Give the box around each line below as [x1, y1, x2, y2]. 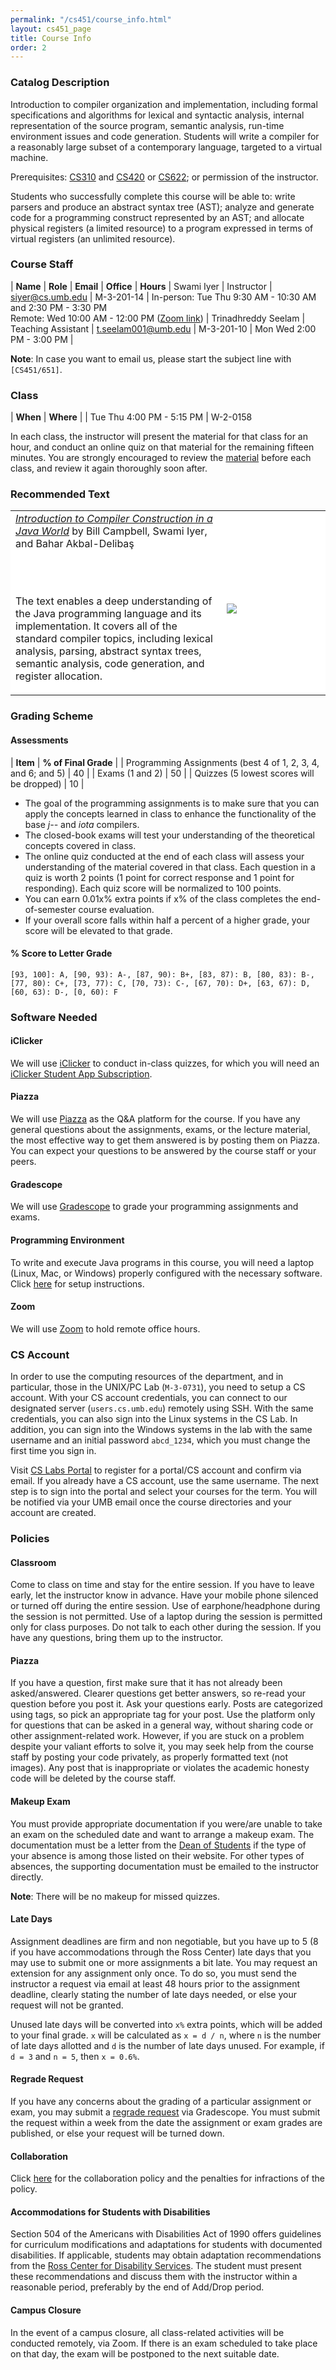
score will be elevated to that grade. [24, 924, 173, 936]
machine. [10, 151, 49, 163]
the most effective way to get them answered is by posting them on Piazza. [10, 1134, 321, 1146]
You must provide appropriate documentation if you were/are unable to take [10, 1817, 323, 1830]
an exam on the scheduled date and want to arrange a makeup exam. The [10, 1828, 315, 1840]
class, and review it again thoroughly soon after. [10, 462, 208, 475]
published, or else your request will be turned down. [10, 2127, 225, 2139]
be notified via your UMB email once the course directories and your [10, 1496, 292, 1508]
